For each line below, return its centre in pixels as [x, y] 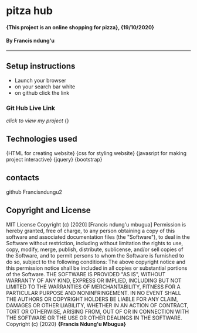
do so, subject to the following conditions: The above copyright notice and [96, 262]
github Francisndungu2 [34, 192]
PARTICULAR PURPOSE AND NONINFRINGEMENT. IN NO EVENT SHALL [94, 293]
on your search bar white [45, 87]
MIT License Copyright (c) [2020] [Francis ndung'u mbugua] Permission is [96, 224]
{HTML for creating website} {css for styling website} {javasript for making [96, 153]
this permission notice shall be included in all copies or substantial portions [97, 268]
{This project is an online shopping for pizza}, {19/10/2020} [80, 27]
